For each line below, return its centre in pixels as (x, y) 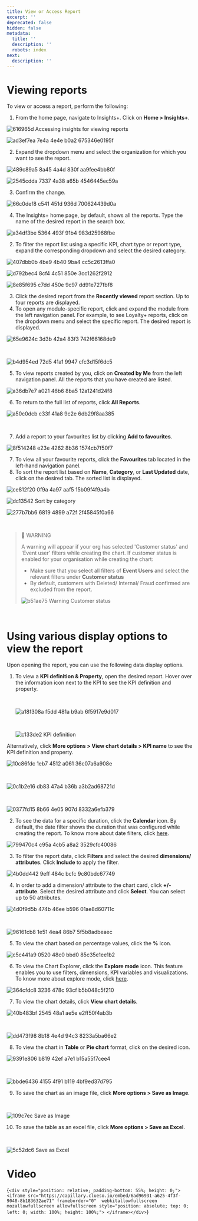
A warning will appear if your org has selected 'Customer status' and (104, 547)
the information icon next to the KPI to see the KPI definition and (93, 683)
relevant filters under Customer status (77, 577)
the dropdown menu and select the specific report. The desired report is (103, 321)
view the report (45, 649)
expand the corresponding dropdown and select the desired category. (100, 250)
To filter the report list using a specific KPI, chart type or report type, (98, 245)
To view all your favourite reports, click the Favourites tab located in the (103, 460)
